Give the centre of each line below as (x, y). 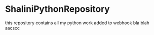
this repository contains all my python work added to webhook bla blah (77, 23)
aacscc (13, 28)
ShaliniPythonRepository (58, 9)
